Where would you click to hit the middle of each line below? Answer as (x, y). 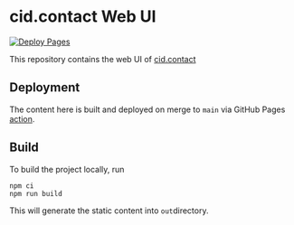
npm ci (22, 186)
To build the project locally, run (67, 169)
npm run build (36, 193)
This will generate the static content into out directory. (109, 211)
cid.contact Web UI (83, 17)
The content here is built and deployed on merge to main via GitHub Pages (147, 109)
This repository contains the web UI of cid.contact (103, 59)
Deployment (45, 88)
